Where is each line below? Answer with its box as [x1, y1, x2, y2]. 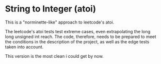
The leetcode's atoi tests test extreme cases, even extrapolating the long [5, 28, 151, 34]
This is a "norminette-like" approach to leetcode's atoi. [5, 19, 114, 25]
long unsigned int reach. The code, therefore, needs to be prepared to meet [5, 34, 157, 39]
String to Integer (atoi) [5, 3, 96, 14]
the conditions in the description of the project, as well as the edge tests [5, 38, 149, 44]
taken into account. [5, 44, 44, 50]
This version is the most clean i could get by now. [5, 53, 104, 59]
